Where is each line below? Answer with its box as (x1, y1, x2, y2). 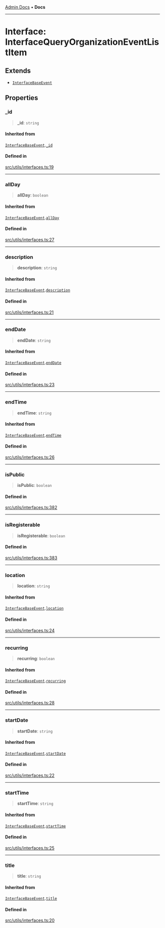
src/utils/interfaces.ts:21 (5, 309, 54, 315)
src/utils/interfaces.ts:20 (5, 918, 55, 924)
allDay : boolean (17, 192, 49, 198)
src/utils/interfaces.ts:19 (5, 164, 54, 170)
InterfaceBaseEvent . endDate (5, 359, 62, 365)
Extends (5, 66, 31, 75)
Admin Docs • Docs (5, 4, 46, 10)
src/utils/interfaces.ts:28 (5, 700, 55, 706)
